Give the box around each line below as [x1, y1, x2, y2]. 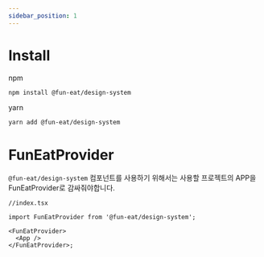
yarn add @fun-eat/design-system [8, 118, 121, 127]
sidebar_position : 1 [8, 11, 78, 20]
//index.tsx [8, 199, 48, 207]
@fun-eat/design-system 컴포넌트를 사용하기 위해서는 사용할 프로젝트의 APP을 [8, 173, 257, 183]
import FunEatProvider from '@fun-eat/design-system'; [8, 214, 196, 222]
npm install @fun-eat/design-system [8, 88, 131, 96]
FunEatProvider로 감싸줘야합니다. [8, 183, 115, 193]
